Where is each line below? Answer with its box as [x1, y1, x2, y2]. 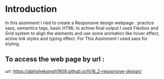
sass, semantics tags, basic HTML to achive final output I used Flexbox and [5, 25, 159, 31]
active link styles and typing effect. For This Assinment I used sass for [5, 36, 148, 41]
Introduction [5, 3, 57, 15]
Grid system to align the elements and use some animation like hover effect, [5, 30, 160, 36]
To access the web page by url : [5, 55, 105, 64]
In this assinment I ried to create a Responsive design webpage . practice [5, 20, 154, 26]
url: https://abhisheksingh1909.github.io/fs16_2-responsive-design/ [5, 68, 142, 74]
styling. [5, 40, 20, 46]
